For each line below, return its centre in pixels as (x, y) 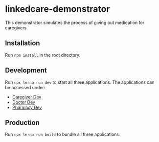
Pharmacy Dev (27, 107)
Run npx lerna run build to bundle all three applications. (63, 134)
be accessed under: (25, 87)
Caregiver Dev (27, 97)
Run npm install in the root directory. (43, 55)
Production (23, 123)
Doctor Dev (24, 102)
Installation (23, 43)
